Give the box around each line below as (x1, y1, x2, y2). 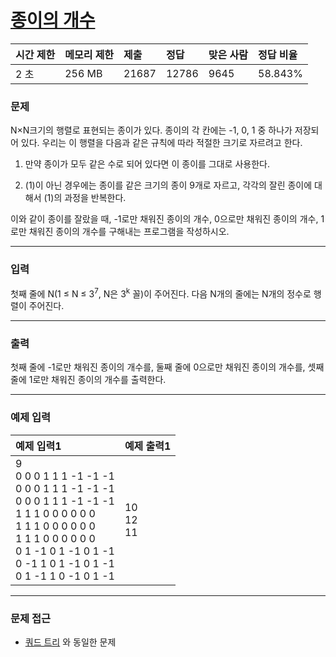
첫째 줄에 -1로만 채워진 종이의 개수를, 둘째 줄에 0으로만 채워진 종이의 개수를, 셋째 (10, 361, 325, 373)
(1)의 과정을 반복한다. (43, 192, 127, 204)
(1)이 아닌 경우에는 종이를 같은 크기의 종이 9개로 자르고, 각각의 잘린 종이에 (24, 179, 313, 191)
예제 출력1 (124, 439, 172, 453)
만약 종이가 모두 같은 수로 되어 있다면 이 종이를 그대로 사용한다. (24, 158, 270, 170)
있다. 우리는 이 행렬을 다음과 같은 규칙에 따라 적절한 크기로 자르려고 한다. (20, 137, 303, 149)
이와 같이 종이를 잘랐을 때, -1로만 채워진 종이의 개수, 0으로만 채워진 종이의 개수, (10, 213, 319, 225)
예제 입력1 (15, 439, 62, 453)
